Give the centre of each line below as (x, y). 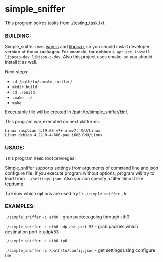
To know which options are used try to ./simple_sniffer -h (66, 193)
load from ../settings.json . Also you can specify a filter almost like (74, 178)
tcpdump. (15, 184)
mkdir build (24, 87)
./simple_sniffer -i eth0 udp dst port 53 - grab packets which (72, 226)
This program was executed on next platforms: (53, 122)
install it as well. (21, 62)
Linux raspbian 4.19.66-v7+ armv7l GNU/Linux (53, 131)
